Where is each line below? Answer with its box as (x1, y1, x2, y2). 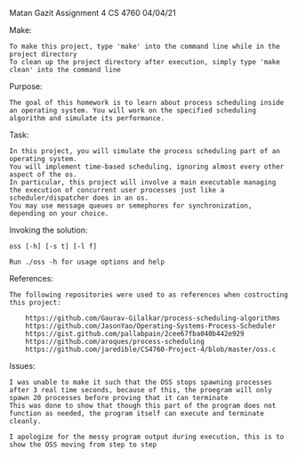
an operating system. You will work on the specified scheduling (9, 106, 256, 115)
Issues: (9, 361, 36, 371)
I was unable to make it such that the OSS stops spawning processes (9, 378, 273, 387)
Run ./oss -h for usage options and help (9, 258, 165, 266)
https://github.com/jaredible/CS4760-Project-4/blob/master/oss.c (25, 345, 277, 354)
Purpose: (9, 81, 43, 92)
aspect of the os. (9, 170, 77, 179)
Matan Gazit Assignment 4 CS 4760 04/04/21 (9, 8, 176, 18)
